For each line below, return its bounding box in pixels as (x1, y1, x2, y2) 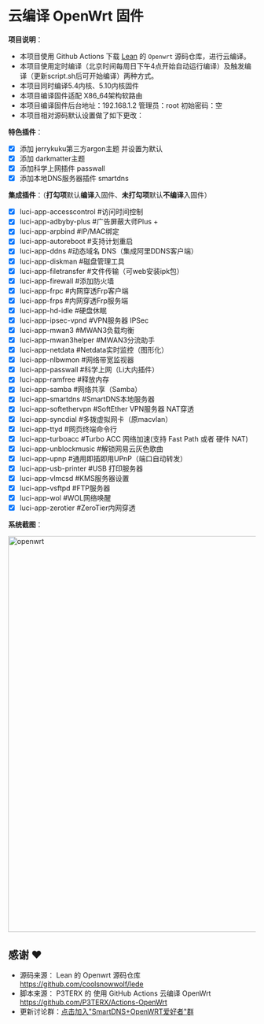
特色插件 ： (8, 127, 43, 136)
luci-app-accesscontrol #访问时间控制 (19, 207, 144, 216)
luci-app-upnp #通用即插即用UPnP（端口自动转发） (19, 453, 187, 463)
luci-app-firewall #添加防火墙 (19, 276, 115, 286)
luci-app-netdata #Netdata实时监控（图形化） (19, 346, 169, 355)
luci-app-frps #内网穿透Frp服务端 (19, 296, 129, 305)
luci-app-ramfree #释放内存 (19, 375, 110, 384)
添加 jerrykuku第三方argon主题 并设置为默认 (19, 143, 163, 153)
